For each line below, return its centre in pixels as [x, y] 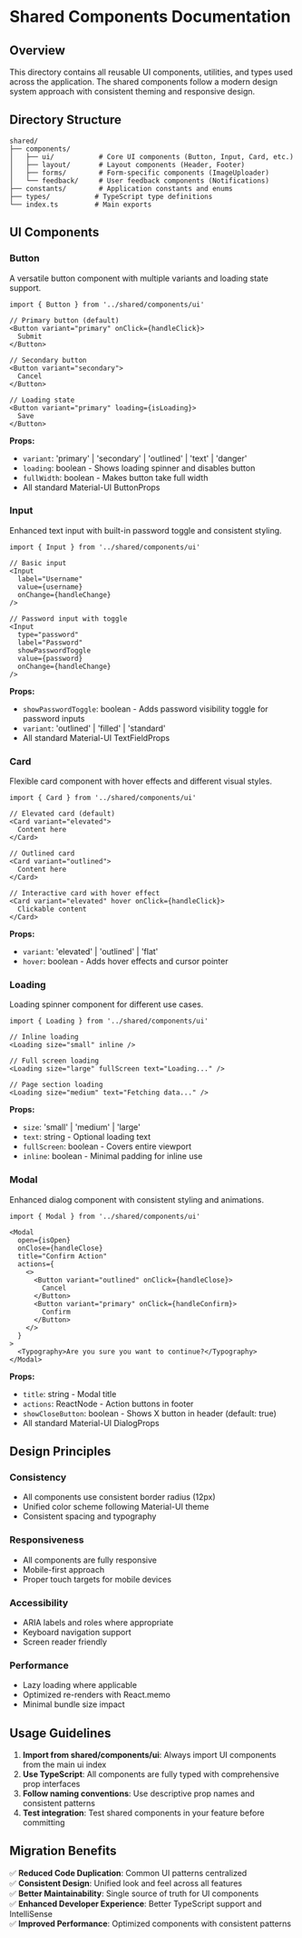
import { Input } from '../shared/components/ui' [105, 547]
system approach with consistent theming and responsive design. [132, 91]
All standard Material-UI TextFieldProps [96, 737]
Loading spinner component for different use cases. [107, 1004]
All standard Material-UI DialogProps [91, 1423]
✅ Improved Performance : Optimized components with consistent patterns [151, 1923]
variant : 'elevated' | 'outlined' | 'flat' [90, 952]
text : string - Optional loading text [87, 1137]
